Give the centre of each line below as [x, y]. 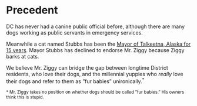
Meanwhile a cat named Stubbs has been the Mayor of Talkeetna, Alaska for [98, 44]
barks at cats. [23, 56]
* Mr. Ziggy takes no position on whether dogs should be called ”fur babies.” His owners [95, 92]
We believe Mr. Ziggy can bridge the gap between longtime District [87, 67]
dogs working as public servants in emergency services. [74, 32]
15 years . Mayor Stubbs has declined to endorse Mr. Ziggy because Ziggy [95, 50]
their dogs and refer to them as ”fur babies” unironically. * [75, 81]
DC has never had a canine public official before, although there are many [96, 26]
